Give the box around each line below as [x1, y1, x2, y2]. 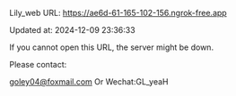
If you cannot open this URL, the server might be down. [9, 42, 214, 52]
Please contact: [9, 60, 67, 69]
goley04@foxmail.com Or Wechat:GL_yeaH [9, 76, 169, 87]
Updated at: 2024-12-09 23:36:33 [9, 25, 136, 35]
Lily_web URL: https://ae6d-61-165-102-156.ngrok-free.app [9, 8, 227, 18]
